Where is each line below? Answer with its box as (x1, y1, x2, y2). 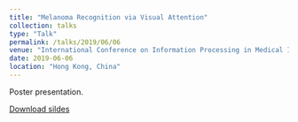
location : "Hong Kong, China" (9, 63, 122, 72)
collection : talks (9, 21, 77, 30)
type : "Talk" (9, 29, 58, 38)
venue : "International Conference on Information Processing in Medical (9, 46, 284, 55)
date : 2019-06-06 (9, 54, 74, 63)
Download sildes (9, 103, 70, 114)
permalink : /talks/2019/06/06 (9, 37, 122, 47)
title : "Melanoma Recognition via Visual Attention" (9, 12, 208, 22)
